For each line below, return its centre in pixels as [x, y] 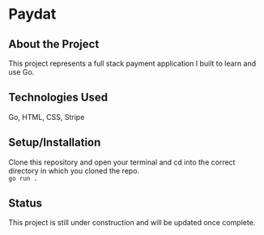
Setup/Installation [55, 143]
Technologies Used [58, 98]
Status [26, 203]
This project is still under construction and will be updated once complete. [132, 223]
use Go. [21, 72]
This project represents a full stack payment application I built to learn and [132, 63]
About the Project [54, 44]
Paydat [32, 14]
